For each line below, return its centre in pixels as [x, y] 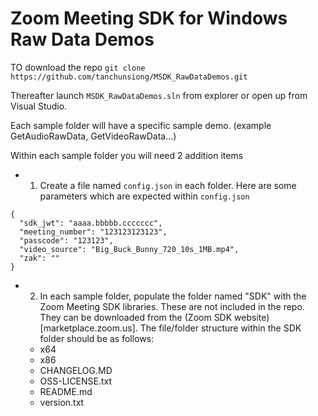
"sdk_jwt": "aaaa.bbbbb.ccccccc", [91, 223]
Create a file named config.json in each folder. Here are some [168, 185]
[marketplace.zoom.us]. [88, 328]
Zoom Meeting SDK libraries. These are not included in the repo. [172, 306]
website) [252, 317]
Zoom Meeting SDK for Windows [149, 18]
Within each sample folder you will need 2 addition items [127, 155]
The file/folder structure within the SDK [220, 328]
